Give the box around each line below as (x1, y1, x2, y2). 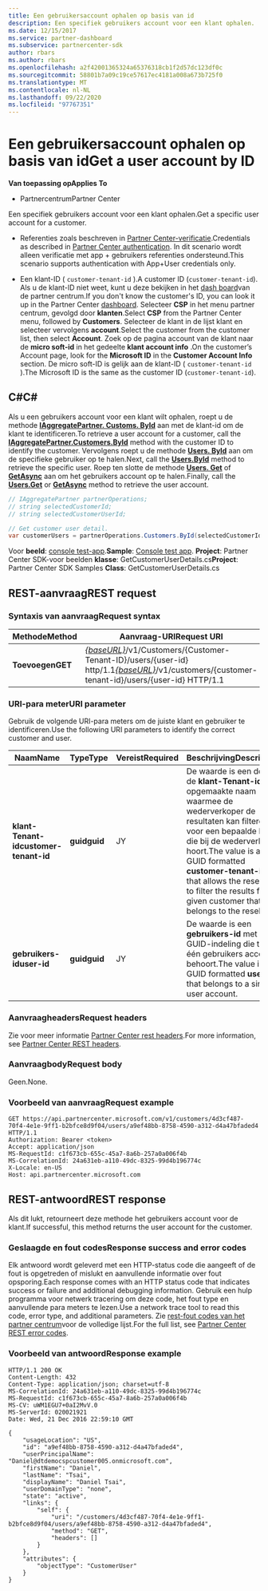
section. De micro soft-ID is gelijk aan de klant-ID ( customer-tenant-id (19, 359, 252, 369)
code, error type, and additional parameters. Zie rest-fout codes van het (8, 1311, 245, 1321)
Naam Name (14, 752, 61, 763)
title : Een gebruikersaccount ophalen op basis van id (8, 11, 195, 20)
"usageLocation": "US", (22, 1436, 102, 1444)
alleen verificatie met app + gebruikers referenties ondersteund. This (19, 251, 245, 260)
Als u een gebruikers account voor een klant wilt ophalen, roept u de (8, 412, 234, 421)
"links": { (22, 1498, 59, 1507)
